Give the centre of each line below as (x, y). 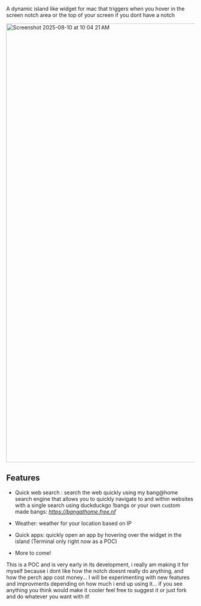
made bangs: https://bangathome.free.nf (66, 511)
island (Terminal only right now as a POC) (66, 541)
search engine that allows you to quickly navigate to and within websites (104, 498)
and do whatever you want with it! (48, 596)
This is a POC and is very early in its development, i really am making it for (98, 565)
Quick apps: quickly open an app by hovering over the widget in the (98, 535)
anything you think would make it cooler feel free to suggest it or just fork (97, 590)
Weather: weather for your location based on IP (73, 523)
